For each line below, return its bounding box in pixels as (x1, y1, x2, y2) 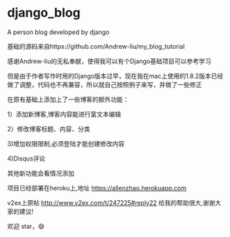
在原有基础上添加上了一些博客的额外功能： (7, 95, 129, 104)
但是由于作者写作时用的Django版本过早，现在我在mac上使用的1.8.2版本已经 (7, 72, 224, 80)
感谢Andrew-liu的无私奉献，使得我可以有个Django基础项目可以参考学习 (7, 57, 212, 65)
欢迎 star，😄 (7, 222, 45, 230)
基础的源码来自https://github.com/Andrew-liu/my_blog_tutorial (7, 42, 186, 50)
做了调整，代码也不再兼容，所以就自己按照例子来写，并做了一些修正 (7, 80, 202, 88)
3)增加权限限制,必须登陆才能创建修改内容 (7, 139, 125, 147)
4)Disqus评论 (7, 154, 46, 163)
